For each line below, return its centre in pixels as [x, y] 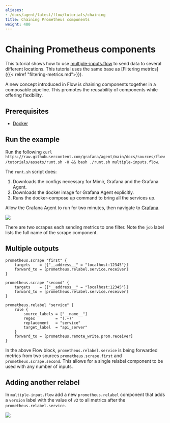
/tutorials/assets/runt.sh [34, 162]
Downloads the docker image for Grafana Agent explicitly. [73, 192]
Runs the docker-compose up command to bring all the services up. [84, 197]
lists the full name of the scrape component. [52, 232]
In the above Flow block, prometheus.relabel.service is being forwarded [81, 350]
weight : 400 [18, 24]
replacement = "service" [52, 323]
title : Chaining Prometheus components [48, 19]
